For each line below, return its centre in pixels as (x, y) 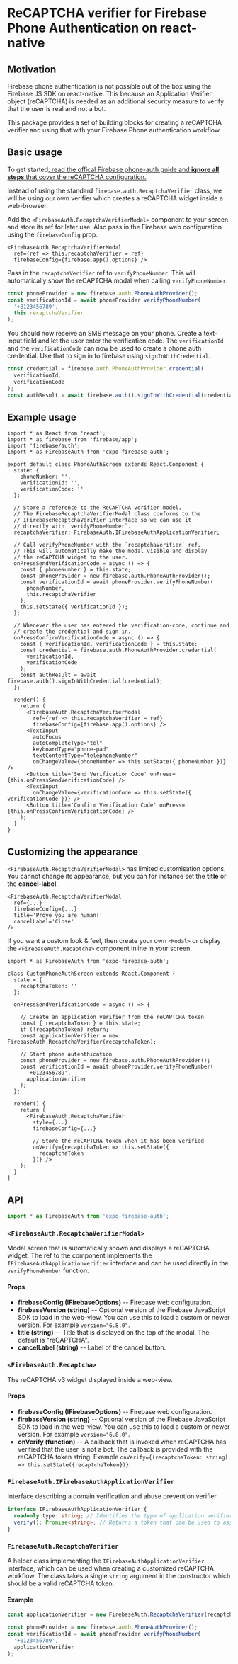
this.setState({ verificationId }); (74, 607)
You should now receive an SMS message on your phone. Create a (105, 334)
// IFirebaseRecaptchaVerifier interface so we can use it (103, 520)
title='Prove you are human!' (58, 916)
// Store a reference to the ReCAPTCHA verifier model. (98, 508)
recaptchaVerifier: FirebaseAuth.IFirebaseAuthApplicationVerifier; (117, 532)
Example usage (42, 417)
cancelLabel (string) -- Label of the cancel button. (92, 1347)
